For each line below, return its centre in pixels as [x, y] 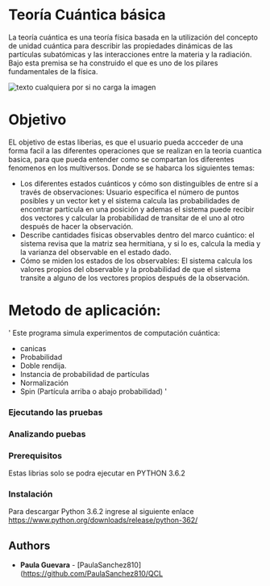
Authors [29, 545]
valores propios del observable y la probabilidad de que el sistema [130, 269]
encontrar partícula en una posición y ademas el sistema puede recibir [137, 209]
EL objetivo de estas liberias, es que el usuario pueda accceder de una [126, 142]
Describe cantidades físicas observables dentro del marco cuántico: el [137, 235]
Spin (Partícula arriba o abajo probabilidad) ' [93, 391]
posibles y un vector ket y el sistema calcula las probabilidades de [130, 200]
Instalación [31, 494]
